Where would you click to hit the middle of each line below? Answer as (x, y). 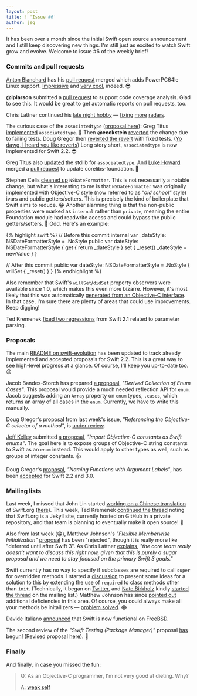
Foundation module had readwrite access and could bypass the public (91, 217)
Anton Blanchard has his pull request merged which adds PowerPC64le (92, 79)
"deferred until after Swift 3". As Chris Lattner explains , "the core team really (98, 546)
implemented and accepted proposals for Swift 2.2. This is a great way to (94, 359)
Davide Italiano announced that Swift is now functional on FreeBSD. (87, 619)
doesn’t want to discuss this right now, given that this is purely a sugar (91, 552)
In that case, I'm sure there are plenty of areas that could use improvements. (98, 301)
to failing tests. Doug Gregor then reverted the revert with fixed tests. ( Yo (94, 138)
